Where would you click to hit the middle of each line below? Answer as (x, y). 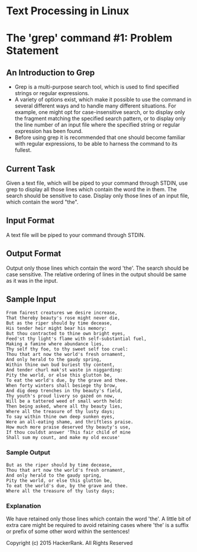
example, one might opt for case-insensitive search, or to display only (100, 112)
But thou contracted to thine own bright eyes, (66, 334)
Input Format (30, 221)
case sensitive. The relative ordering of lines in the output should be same (96, 274)
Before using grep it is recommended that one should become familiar (100, 137)
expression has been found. (49, 131)
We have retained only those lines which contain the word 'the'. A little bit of (98, 519)
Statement (33, 51)
